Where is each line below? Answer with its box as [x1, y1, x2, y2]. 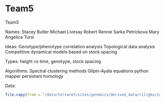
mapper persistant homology [5, 73, 64, 79]
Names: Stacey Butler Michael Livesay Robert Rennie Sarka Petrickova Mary [5, 29, 160, 34]
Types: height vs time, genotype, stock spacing [5, 58, 101, 64]
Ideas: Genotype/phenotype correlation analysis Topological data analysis [5, 43, 155, 49]
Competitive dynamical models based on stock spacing [5, 49, 117, 55]
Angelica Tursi [5, 34, 34, 40]
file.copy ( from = [5, 92, 41, 97]
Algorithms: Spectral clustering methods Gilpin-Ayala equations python [5, 68, 149, 74]
